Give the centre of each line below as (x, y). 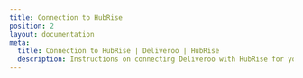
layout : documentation (52, 34)
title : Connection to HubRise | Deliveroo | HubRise (119, 51)
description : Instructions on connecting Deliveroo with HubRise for (151, 59)
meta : (19, 43)
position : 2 (32, 26)
